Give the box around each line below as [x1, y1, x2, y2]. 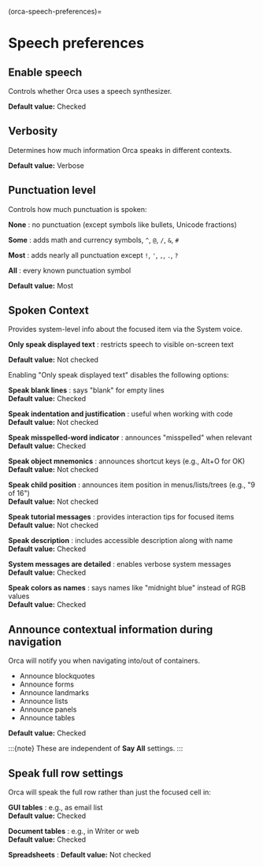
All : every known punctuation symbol [8, 266, 131, 275]
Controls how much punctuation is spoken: [8, 204, 147, 214]
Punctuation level [8, 184, 96, 197]
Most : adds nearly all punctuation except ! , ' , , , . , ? [8, 250, 179, 259]
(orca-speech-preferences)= [8, 7, 102, 16]
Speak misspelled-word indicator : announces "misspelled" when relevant [8, 433, 252, 442]
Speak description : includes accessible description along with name [8, 536, 234, 545]
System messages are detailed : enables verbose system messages [8, 560, 232, 569]
